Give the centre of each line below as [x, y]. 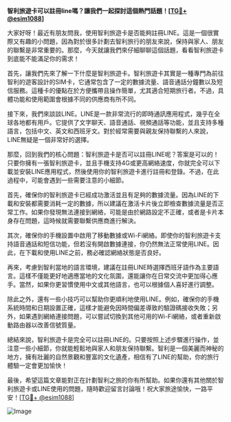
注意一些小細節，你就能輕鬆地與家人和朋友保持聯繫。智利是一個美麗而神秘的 [115, 348]
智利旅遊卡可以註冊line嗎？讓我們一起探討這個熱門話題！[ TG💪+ [97, 11]
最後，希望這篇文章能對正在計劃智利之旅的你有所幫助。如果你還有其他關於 [112, 380]
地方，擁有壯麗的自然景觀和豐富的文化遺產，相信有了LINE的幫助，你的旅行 [113, 357]
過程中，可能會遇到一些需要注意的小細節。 [67, 180]
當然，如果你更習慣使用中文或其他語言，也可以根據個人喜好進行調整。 [118, 284]
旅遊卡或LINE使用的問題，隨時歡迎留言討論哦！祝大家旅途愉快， [104, 389]
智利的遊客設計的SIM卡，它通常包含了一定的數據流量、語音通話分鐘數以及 [112, 82]
